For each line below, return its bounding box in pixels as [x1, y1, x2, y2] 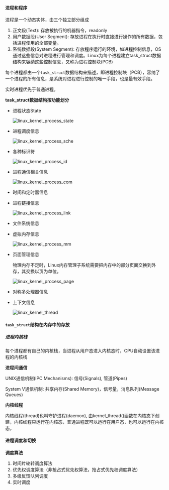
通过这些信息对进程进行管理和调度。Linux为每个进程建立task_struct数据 [12, 53, 161, 59]
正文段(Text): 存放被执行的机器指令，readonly [12, 28, 108, 34]
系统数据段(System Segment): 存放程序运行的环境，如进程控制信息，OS [12, 46, 161, 52]
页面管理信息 [12, 252, 39, 258]
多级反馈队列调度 [12, 472, 48, 479]
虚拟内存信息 [12, 231, 39, 237]
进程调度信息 [12, 128, 39, 134]
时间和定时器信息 [12, 189, 48, 195]
